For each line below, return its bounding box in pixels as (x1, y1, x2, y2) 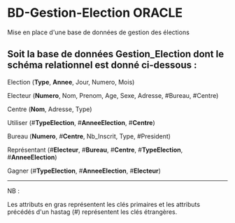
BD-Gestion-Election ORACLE (7, 5, 183, 21)
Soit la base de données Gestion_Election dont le (7, 48, 225, 60)
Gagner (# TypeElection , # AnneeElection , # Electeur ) (7, 166, 161, 175)
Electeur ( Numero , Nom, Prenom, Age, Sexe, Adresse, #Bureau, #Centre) (7, 91, 219, 99)
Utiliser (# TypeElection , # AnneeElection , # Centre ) (7, 118, 155, 127)
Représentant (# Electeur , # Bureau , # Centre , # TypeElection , (7, 145, 183, 154)
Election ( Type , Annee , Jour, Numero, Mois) (7, 78, 135, 86)
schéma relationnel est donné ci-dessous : (7, 59, 197, 71)
